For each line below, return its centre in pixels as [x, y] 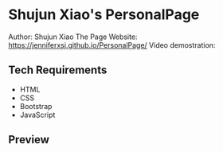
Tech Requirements [58, 70]
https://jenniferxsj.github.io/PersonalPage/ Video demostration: [112, 45]
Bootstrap [36, 106]
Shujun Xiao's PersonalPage [104, 15]
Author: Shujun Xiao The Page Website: [73, 37]
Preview [29, 140]
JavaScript [37, 115]
